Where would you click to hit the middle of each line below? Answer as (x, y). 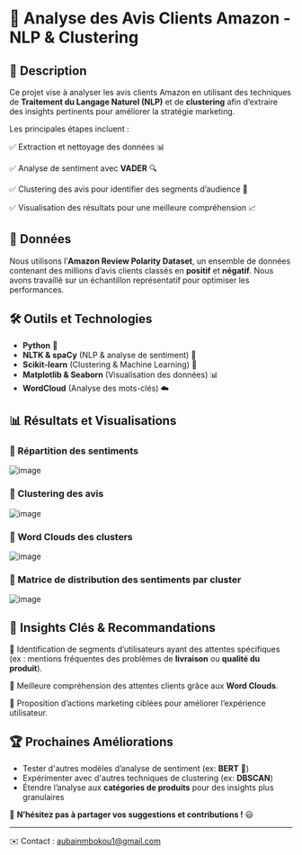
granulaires (43, 796)
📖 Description (48, 71)
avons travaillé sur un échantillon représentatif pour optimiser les (129, 280)
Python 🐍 (40, 345)
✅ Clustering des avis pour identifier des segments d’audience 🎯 (129, 189)
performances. (37, 289)
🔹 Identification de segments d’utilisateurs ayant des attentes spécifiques (145, 649)
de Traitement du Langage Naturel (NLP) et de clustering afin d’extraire (144, 102)
